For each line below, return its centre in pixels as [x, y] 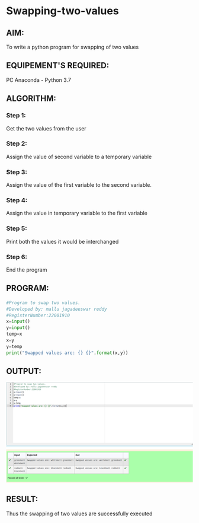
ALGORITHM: [31, 99]
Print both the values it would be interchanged [62, 241]
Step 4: [17, 200]
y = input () [18, 328]
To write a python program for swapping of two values [73, 47]
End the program [27, 270]
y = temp [14, 346]
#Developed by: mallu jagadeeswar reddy [57, 309]
